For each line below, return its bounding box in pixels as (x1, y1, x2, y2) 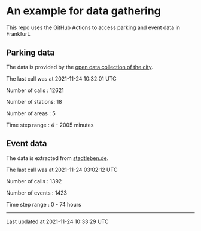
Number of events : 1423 (6, 189, 68, 196)
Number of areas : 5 (6, 109, 56, 117)
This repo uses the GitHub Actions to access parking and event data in (6, 24, 181, 31)
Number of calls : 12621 (6, 87, 64, 94)
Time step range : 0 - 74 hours (6, 201, 82, 208)
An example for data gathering (6, 4, 162, 18)
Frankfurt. (6, 30, 31, 37)
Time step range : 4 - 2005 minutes (6, 121, 94, 128)
